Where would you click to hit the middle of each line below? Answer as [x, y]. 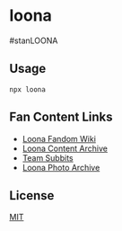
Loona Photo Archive [61, 167]
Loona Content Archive [65, 148]
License [32, 195]
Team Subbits [48, 157]
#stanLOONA [34, 40]
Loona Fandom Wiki [59, 138]
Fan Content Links [61, 117]
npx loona [28, 89]
